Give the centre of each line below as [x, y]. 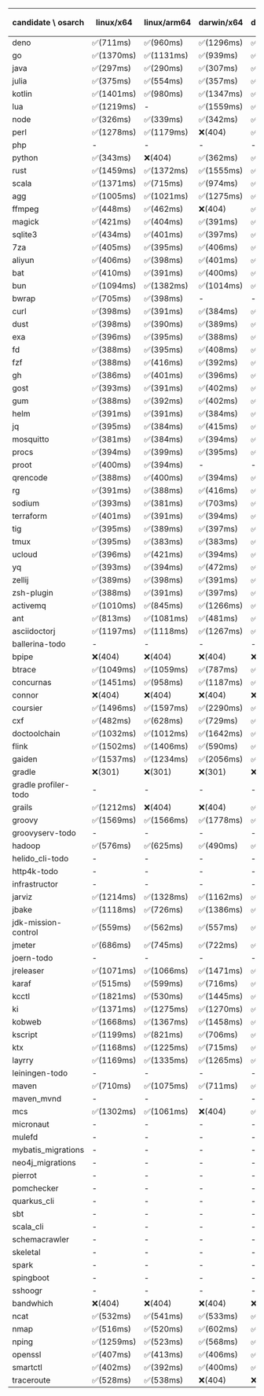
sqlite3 [25, 234]
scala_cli [28, 1226]
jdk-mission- [37, 922]
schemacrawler [40, 1239]
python [25, 158]
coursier [27, 708]
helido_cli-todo [40, 859]
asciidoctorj [34, 631]
